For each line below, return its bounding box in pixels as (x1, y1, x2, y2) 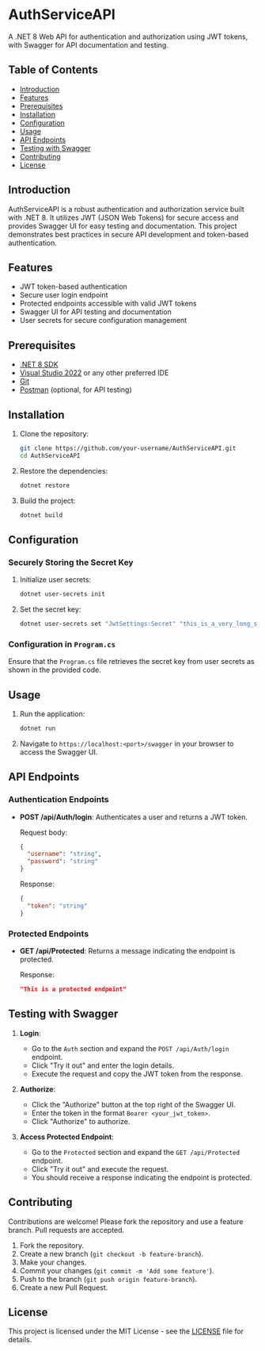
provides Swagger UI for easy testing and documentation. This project (8, 221, 237, 231)
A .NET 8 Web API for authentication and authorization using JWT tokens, (8, 32, 248, 41)
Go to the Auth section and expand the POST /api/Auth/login (31, 1043, 229, 1053)
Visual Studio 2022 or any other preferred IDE (19, 368, 169, 378)
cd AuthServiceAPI (19, 451, 81, 459)
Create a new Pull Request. (19, 1283, 108, 1292)
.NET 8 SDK (19, 359, 59, 370)
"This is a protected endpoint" (19, 985, 127, 993)
